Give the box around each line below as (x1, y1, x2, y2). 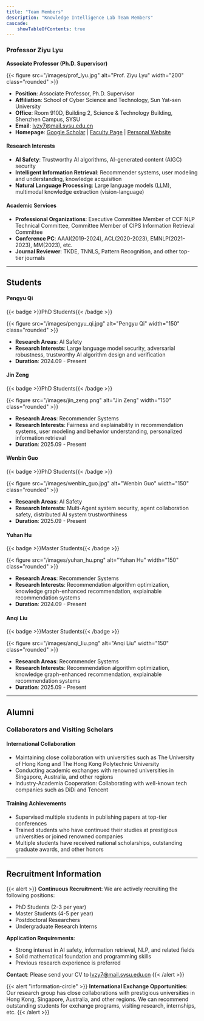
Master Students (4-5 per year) (15, 909, 94, 917)
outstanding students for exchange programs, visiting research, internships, (6, 1002, 196, 1009)
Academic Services (6, 202, 56, 210)
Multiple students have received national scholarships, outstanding (15, 839, 183, 847)
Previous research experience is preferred (15, 959, 121, 966)
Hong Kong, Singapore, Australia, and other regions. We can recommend (6, 995, 189, 1003)
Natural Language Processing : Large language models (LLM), (15, 182, 172, 189)
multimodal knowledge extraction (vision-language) (15, 188, 144, 195)
